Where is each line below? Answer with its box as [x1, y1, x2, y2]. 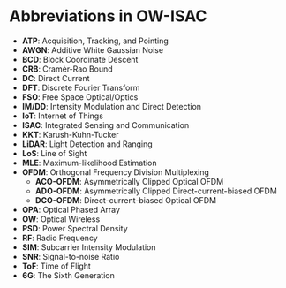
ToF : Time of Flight [21, 261, 91, 271]
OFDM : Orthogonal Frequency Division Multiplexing [21, 166, 210, 178]
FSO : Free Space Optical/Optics [21, 91, 139, 102]
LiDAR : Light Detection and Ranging [21, 139, 153, 149]
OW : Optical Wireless [21, 214, 101, 224]
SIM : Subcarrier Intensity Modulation [21, 241, 156, 253]
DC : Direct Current [21, 72, 90, 83]
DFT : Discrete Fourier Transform [21, 82, 140, 93]
